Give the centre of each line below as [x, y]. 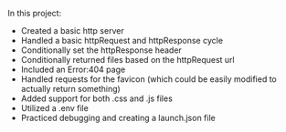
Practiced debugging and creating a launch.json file [118, 118]
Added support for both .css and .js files [97, 98]
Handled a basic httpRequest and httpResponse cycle [122, 41]
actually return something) [71, 89]
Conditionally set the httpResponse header [101, 50]
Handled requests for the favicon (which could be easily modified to [148, 79]
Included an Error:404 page [73, 69]
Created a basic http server [72, 30]
